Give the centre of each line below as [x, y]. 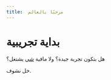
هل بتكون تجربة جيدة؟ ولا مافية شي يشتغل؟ [55, 59]
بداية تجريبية [33, 42]
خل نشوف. [19, 70]
